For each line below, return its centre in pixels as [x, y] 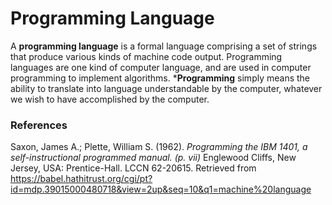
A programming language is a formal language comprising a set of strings [164, 46]
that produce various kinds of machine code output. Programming [146, 56]
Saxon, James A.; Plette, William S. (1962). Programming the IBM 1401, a [159, 147]
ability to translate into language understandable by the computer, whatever [166, 88]
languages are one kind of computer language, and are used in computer [161, 67]
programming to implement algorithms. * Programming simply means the [160, 78]
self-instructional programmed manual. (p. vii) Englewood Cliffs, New [153, 158]
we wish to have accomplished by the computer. [110, 99]
